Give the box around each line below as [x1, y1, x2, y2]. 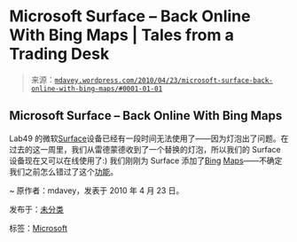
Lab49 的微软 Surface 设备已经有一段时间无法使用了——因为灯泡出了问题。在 [9, 133, 289, 144]
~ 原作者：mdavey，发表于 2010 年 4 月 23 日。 [9, 184, 184, 196]
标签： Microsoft [9, 222, 68, 233]
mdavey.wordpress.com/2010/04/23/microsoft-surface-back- [54, 75, 273, 85]
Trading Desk [9, 44, 110, 64]
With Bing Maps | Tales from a [9, 25, 235, 45]
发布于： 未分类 [9, 204, 64, 215]
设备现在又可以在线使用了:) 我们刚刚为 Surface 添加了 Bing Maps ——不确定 [9, 155, 283, 166]
